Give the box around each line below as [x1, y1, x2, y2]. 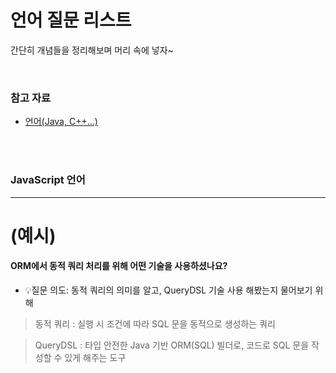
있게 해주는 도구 [64, 351, 127, 363]
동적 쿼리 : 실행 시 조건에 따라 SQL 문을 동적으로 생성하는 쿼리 [34, 317, 276, 330]
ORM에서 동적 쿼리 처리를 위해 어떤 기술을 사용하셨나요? [10, 260, 228, 272]
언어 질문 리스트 [10, 9, 132, 32]
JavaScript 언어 [10, 173, 86, 187]
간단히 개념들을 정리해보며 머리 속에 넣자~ [10, 44, 174, 56]
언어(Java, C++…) [24, 116, 98, 128]
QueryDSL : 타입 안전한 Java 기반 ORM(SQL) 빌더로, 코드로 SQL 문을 [34, 339, 310, 351]
